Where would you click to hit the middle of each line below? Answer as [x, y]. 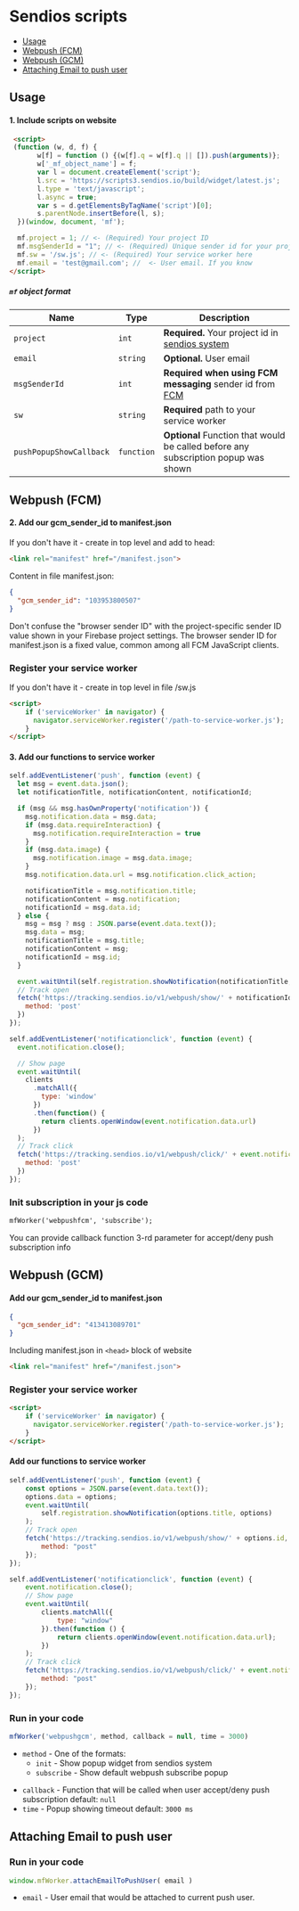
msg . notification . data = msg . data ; [91, 816]
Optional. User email [207, 358]
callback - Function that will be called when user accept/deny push [145, 1790]
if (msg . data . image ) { [67, 850]
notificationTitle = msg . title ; [85, 941]
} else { [33, 915]
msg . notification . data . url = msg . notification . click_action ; [141, 875]
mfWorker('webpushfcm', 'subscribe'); [81, 1221]
